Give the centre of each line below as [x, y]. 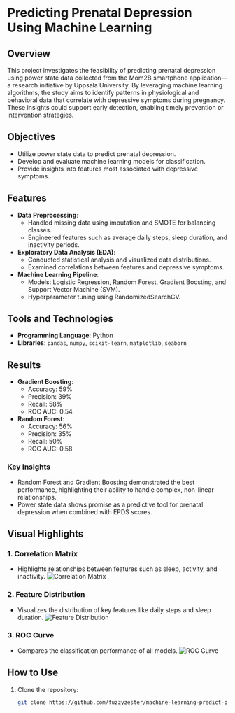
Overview [29, 54]
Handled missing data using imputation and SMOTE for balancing [122, 223]
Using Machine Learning [80, 28]
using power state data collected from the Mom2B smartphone [98, 78]
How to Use [33, 673]
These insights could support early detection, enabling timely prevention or [115, 107]
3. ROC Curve [31, 635]
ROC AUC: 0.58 [50, 449]
